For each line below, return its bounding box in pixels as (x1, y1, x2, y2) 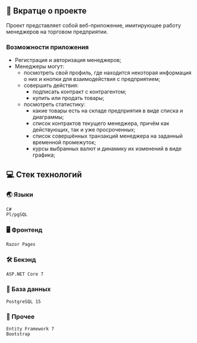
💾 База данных (6, 285, 51, 294)
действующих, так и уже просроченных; (32, 126, 136, 133)
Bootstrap (6, 331, 31, 337)
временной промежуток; (32, 139, 96, 146)
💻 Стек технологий (6, 169, 82, 179)
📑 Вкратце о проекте (6, 6, 87, 16)
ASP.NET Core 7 (6, 272, 44, 277)
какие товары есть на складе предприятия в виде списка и (32, 107, 183, 114)
